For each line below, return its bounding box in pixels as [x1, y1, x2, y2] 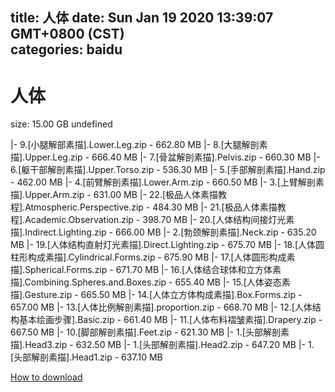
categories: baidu [10, 41, 123, 58]
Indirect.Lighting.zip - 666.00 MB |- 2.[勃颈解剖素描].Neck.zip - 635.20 [24, 226, 317, 238]
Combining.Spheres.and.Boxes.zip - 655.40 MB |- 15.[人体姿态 [24, 276, 282, 288]
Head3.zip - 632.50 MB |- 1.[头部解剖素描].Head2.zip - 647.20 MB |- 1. [24, 339, 315, 351]
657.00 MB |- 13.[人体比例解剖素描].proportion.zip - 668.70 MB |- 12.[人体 [10, 301, 313, 313]
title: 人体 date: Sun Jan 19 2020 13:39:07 [10, 9, 274, 27]
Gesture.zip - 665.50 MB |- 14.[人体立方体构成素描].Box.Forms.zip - [24, 289, 303, 301]
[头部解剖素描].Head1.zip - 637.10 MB [10, 351, 163, 363]
